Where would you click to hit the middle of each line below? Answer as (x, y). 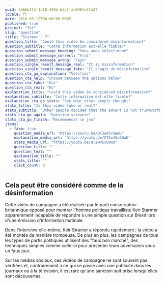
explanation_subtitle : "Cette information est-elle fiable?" (69, 96)
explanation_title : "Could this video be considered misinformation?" (79, 92)
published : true (22, 23)
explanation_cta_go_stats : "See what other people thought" (68, 101)
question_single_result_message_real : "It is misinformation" (70, 64)
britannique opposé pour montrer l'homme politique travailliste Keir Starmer (82, 210)
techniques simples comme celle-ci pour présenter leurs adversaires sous (80, 246)
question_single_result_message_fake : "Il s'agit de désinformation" (78, 69)
